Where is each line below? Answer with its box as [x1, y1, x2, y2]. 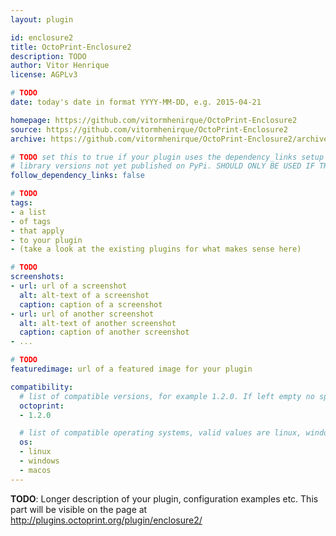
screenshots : [10, 272, 65, 282]
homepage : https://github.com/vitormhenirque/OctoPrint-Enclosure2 [10, 115, 298, 125]
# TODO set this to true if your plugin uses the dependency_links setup [10, 152, 325, 162]
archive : [10, 134, 47, 144]
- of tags [10, 216, 52, 226]
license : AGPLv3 [10, 70, 78, 80]
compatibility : [10, 382, 74, 392]
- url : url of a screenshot [10, 281, 128, 291]
